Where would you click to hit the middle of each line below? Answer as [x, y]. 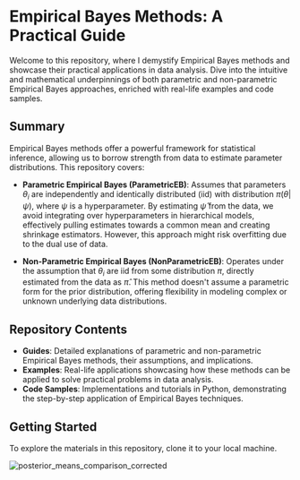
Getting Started [53, 427]
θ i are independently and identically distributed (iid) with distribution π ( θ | [157, 195]
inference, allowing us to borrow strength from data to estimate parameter [146, 158]
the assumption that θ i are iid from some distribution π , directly [138, 272]
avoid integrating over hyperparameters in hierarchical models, [138, 215]
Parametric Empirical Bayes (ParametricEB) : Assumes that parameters [154, 184]
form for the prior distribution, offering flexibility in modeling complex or [154, 292]
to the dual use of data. [65, 244]
